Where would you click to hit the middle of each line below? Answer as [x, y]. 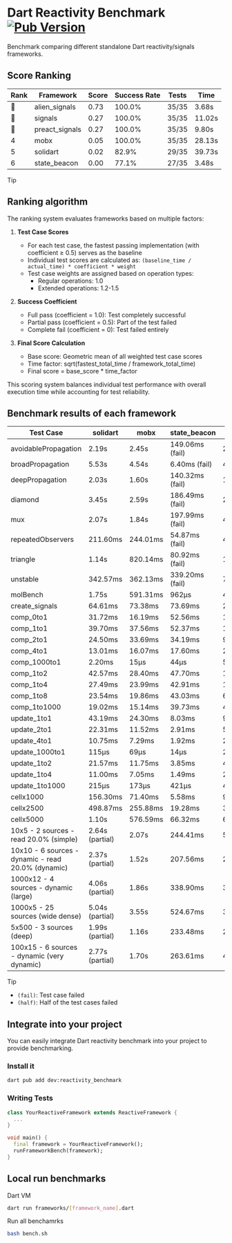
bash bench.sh [28, 1234]
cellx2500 [27, 808]
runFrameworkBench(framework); [58, 1151]
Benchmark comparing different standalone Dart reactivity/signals [101, 46]
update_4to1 [31, 741]
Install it [21, 1066]
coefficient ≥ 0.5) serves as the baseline [85, 252]
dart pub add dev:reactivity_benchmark [65, 1081]
